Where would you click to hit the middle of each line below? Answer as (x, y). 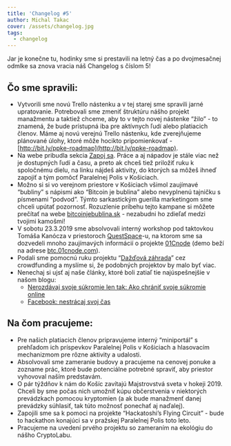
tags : (15, 33)
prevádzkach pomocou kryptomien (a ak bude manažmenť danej (109, 398)
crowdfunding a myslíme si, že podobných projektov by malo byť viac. (117, 265)
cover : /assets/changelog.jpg (51, 26)
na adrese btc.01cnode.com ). (59, 250)
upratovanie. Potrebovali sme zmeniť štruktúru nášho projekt (103, 111)
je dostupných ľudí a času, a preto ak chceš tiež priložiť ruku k (106, 162)
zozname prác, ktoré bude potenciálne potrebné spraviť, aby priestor (115, 369)
